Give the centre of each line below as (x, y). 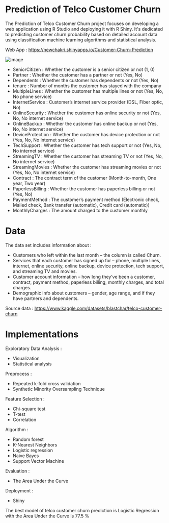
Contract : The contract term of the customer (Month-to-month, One (84, 178)
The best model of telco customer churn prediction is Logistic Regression (82, 510)
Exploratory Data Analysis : (34, 348)
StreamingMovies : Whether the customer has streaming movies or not (87, 167)
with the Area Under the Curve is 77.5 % (47, 516)
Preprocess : (19, 373)
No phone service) (32, 96)
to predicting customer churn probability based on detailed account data (81, 34)
